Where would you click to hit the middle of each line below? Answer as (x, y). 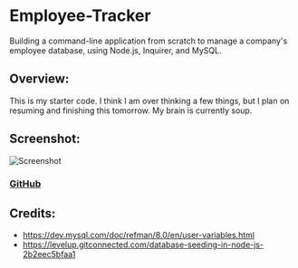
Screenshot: (45, 139)
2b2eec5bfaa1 (49, 254)
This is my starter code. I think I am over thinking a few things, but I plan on (149, 100)
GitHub (25, 184)
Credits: (33, 213)
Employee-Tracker (80, 16)
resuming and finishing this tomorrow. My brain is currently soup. (131, 110)
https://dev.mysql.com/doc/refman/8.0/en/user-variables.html (139, 235)
